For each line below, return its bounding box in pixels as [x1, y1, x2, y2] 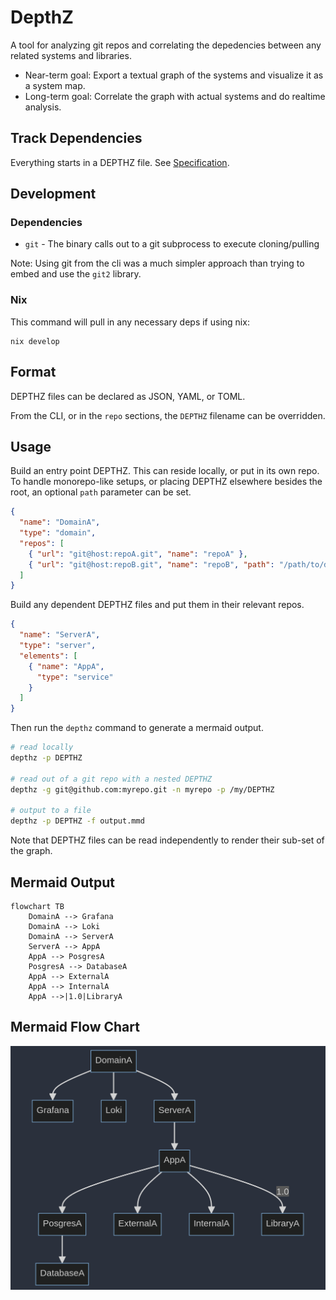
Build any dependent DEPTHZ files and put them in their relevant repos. [10, 599, 305, 611]
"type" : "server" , [19, 641, 97, 651]
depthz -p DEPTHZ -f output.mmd [10, 816, 145, 826]
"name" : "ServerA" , [19, 630, 101, 640]
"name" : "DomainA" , [19, 517, 101, 528]
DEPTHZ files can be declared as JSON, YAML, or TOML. [10, 390, 246, 402]
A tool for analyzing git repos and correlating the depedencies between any [10, 39, 322, 51]
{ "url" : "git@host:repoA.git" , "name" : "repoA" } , [28, 549, 248, 559]
